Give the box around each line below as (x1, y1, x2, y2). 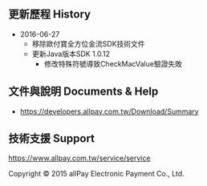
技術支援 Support (8, 131, 95, 146)
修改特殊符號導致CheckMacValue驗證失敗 (43, 59, 183, 68)
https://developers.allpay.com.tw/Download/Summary (19, 107, 199, 116)
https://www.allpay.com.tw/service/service (8, 153, 151, 163)
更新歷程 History (8, 7, 91, 22)
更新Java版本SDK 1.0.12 (31, 49, 111, 59)
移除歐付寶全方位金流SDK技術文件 (31, 38, 146, 48)
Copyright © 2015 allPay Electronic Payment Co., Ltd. (8, 169, 185, 179)
